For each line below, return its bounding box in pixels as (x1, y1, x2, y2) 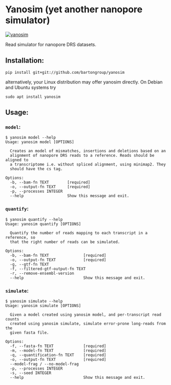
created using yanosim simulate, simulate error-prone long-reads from (10, 321, 166, 327)
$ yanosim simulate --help (5, 299, 63, 304)
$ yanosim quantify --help (5, 217, 63, 222)
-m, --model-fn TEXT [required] (10, 348, 106, 353)
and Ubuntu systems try (5, 84, 56, 90)
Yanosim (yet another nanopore (5, 4, 143, 15)
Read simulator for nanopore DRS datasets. (5, 41, 96, 47)
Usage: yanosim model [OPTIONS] (5, 139, 74, 145)
